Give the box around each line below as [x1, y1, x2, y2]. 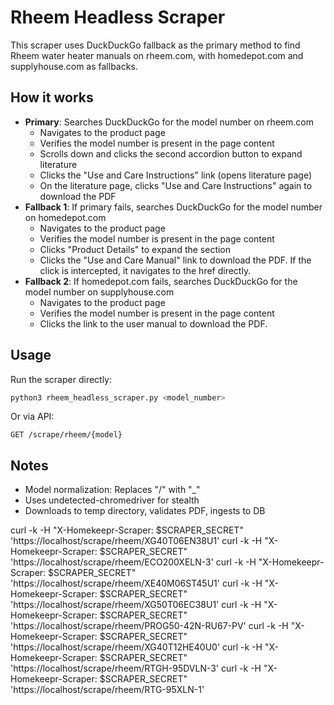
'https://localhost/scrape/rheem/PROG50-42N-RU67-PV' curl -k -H [10, 620, 289, 632]
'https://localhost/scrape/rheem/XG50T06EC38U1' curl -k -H [10, 599, 262, 611]
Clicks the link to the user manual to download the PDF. [39, 317, 268, 330]
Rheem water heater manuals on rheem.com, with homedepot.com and [10, 49, 304, 61]
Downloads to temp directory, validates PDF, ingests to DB [24, 505, 266, 517]
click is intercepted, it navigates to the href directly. [39, 264, 252, 276]
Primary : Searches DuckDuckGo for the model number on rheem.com [24, 116, 314, 128]
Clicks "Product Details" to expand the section [39, 243, 232, 255]
